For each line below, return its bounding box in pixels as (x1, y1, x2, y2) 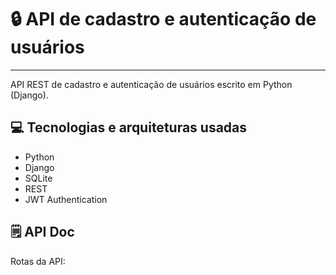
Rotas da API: (10, 255, 66, 267)
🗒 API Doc (10, 224, 75, 241)
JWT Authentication (24, 193, 108, 205)
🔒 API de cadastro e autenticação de (10, 8, 317, 31)
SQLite (24, 172, 53, 184)
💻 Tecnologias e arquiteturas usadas (10, 119, 248, 136)
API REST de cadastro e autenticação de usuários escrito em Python (10, 78, 293, 90)
